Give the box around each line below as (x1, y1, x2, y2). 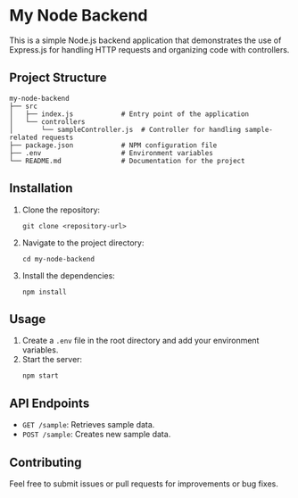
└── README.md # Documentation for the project (9, 156, 245, 165)
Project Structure (9, 71, 107, 86)
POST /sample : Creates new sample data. (21, 429, 171, 440)
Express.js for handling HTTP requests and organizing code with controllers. (9, 44, 290, 54)
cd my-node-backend (21, 254, 95, 263)
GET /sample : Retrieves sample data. (21, 419, 155, 430)
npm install (21, 287, 67, 296)
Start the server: (21, 354, 83, 365)
